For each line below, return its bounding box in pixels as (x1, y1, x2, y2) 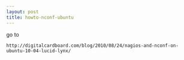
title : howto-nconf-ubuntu (6, 14, 74, 20)
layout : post (6, 8, 39, 15)
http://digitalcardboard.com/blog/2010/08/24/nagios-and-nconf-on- (6, 43, 179, 49)
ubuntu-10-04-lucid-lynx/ (6, 47, 71, 54)
